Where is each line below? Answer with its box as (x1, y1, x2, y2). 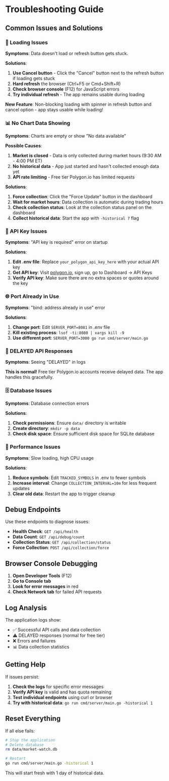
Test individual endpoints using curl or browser (12, 694, 112, 700)
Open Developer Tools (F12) (12, 573, 72, 579)
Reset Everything (5, 714, 61, 723)
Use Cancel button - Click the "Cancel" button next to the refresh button (12, 70, 164, 76)
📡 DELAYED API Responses (5, 348, 73, 355)
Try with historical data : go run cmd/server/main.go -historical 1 (12, 700, 153, 706)
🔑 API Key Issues (5, 228, 47, 235)
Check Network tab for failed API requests (12, 589, 102, 595)
